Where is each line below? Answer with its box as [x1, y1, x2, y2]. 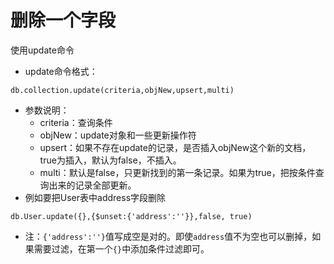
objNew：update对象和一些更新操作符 [39, 129, 197, 141]
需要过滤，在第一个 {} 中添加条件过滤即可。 [33, 242, 210, 255]
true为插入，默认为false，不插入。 [39, 154, 182, 166]
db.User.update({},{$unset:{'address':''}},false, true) [10, 211, 253, 221]
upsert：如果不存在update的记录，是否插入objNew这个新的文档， [39, 141, 312, 153]
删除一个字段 [10, 9, 117, 32]
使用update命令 [10, 44, 75, 56]
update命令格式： [24, 65, 98, 77]
